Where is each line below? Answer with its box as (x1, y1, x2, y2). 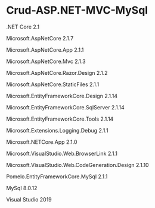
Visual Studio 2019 (6, 196, 52, 203)
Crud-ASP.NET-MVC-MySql (6, 4, 148, 17)
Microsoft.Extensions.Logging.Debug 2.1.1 (6, 127, 108, 134)
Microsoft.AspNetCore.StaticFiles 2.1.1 (6, 81, 100, 88)
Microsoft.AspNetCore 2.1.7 (6, 34, 74, 42)
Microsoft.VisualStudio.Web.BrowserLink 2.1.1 (6, 150, 118, 157)
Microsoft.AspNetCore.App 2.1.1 (6, 46, 84, 53)
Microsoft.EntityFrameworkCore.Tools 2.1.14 (6, 115, 114, 122)
